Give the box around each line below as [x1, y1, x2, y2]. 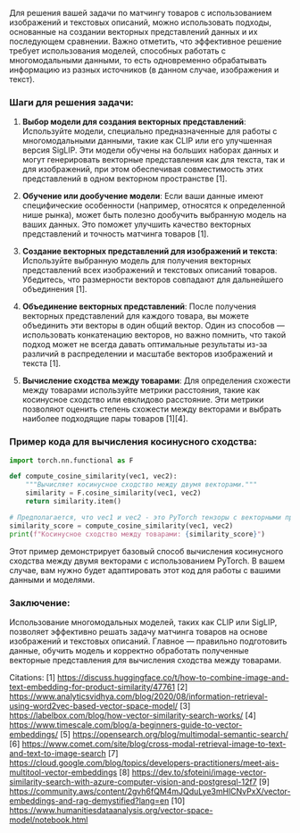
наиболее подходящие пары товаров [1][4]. [21, 413, 188, 424]
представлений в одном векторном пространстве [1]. [21, 173, 228, 184]
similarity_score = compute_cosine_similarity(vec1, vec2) [9, 521, 234, 530]
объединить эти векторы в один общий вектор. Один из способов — [21, 321, 286, 331]
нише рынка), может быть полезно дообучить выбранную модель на [21, 210, 287, 221]
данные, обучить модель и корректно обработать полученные [9, 645, 249, 655]
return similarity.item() [25, 497, 122, 506]
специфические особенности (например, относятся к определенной [21, 200, 286, 211]
